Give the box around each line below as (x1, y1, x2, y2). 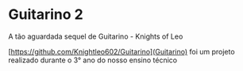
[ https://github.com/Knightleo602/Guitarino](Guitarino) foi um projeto (8, 47, 236, 56)
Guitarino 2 (8, 6, 83, 24)
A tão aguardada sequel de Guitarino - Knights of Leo (8, 32, 183, 41)
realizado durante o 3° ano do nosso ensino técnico (8, 55, 177, 65)
